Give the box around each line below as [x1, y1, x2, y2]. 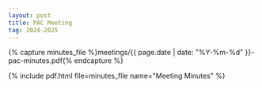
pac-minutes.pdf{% [8, 56, 73, 65]
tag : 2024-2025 [8, 26, 59, 34]
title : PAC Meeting [8, 19, 73, 27]
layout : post [8, 11, 51, 20]
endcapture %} [74, 56, 124, 65]
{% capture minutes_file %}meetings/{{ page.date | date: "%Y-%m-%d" [8, 48, 244, 57]
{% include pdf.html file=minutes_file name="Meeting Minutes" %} [8, 71, 226, 81]
